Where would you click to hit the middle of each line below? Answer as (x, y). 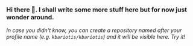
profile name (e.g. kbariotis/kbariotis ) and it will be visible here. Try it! (96, 37)
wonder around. (30, 17)
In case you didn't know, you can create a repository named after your (94, 30)
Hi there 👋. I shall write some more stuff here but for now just (97, 10)
